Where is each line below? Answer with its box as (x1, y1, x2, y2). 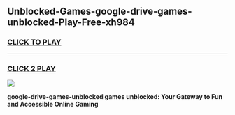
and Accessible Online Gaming (7, 100, 99, 108)
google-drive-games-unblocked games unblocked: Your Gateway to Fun (7, 92, 223, 100)
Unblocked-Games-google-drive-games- (7, 6, 192, 17)
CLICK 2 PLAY (7, 63, 56, 73)
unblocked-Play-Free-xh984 (7, 17, 135, 29)
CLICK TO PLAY (7, 38, 62, 47)
